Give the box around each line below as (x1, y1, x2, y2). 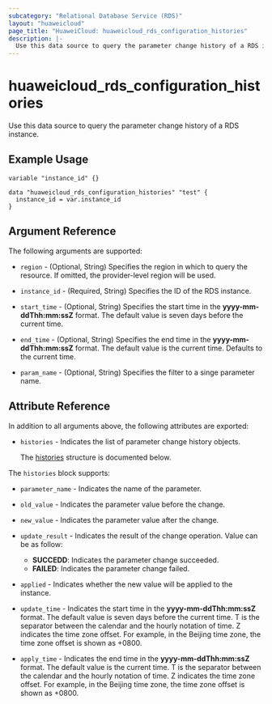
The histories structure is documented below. (19, 452, 172, 462)
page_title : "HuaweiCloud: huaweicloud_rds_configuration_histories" (8, 27, 249, 35)
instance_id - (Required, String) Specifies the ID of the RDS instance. (19, 286, 252, 295)
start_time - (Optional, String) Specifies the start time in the (19, 301, 221, 312)
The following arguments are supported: (8, 246, 143, 256)
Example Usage (8, 153, 89, 167)
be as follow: (19, 539, 63, 549)
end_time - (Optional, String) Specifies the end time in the (19, 334, 211, 344)
